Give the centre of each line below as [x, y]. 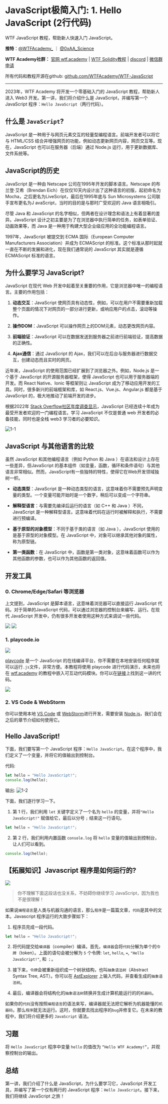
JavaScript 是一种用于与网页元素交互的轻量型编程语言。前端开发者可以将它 [82, 134]
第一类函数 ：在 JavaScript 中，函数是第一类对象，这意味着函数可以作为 [86, 552]
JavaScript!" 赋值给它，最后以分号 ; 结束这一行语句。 [68, 818]
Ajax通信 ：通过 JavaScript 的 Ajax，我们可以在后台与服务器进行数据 [83, 354]
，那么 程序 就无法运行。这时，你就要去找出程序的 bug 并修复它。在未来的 [85, 1010]
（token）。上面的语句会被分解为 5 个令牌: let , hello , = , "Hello [80, 953]
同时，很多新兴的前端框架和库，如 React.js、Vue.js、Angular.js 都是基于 [88, 390]
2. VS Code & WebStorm [35, 702]
